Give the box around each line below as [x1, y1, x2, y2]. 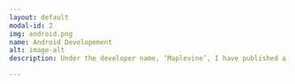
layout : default [9, 12, 69, 22]
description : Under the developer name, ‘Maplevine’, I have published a [9, 54, 287, 63]
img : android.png [9, 29, 73, 38]
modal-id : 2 [9, 21, 53, 30]
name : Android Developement [9, 37, 113, 47]
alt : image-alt [9, 46, 65, 55]
